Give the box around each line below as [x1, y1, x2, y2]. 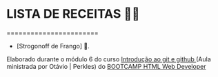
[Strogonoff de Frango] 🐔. [16, 42, 90, 50]
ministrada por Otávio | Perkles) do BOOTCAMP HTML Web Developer [6, 62, 206, 70]
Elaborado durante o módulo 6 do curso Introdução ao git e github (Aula [6, 55, 211, 63]
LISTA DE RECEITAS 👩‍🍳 [6, 6, 140, 22]
